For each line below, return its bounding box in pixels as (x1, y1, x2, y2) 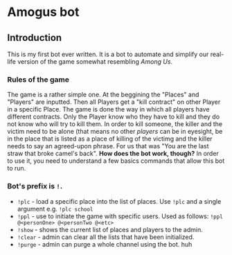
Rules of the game (7, 74, 69, 84)
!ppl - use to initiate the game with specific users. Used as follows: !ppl (17, 212, 223, 220)
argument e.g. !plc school (17, 204, 93, 213)
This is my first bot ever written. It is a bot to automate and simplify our (7, 50, 209, 58)
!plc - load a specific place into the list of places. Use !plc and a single (17, 197, 222, 205)
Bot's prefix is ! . (7, 182, 63, 191)
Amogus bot (7, 4, 80, 20)
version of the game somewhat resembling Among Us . (17, 58, 173, 66)
